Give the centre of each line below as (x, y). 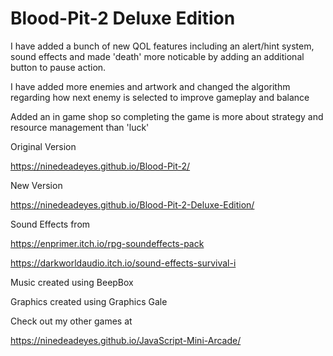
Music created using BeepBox (72, 282)
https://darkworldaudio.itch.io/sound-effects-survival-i (123, 263)
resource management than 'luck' (80, 127)
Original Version (43, 146)
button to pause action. (58, 67)
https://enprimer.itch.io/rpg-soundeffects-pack (107, 243)
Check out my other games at (71, 321)
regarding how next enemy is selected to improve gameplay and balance (160, 97)
